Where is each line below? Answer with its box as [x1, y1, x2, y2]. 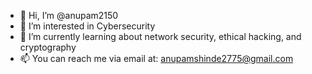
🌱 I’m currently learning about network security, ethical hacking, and [19, 31, 302, 42]
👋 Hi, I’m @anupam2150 [19, 10, 119, 21]
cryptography [19, 41, 77, 53]
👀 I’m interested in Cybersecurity [19, 20, 156, 32]
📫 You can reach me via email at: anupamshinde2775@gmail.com [19, 53, 294, 64]
